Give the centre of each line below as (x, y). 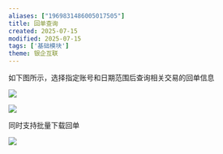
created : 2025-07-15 (43, 31)
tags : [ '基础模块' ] (39, 46)
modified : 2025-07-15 (45, 38)
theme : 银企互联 (33, 53)
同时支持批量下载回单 (44, 125)
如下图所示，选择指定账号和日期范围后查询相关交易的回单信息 (111, 77)
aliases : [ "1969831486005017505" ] (67, 16)
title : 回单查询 (33, 24)
